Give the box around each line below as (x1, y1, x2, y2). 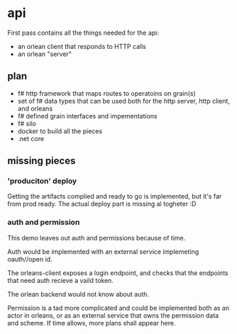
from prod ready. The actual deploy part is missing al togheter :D (7, 200, 197, 208)
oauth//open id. (7, 255, 53, 263)
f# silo (17, 119, 37, 128)
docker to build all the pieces (17, 126, 103, 135)
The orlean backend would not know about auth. (7, 289, 150, 299)
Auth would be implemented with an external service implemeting (7, 247, 199, 256)
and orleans (17, 104, 53, 113)
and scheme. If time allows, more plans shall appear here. (7, 318, 176, 327)
